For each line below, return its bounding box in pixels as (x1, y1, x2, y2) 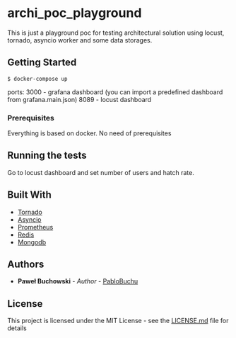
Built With (7, 189, 52, 201)
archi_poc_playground (7, 5, 142, 21)
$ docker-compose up (7, 75, 69, 82)
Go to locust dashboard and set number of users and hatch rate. (7, 168, 194, 176)
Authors (7, 259, 45, 271)
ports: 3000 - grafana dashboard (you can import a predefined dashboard (7, 87, 223, 96)
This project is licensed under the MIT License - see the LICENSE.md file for (7, 317, 229, 325)
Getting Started (7, 57, 77, 69)
